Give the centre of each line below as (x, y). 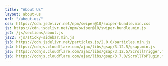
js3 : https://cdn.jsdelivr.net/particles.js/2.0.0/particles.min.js (78, 42)
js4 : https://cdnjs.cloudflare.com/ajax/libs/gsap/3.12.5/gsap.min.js (80, 47)
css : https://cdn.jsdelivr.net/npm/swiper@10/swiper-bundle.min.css (78, 24)
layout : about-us (23, 14)
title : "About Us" (24, 10)
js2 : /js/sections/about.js (34, 33)
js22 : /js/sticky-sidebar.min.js (40, 38)
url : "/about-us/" (24, 19)
